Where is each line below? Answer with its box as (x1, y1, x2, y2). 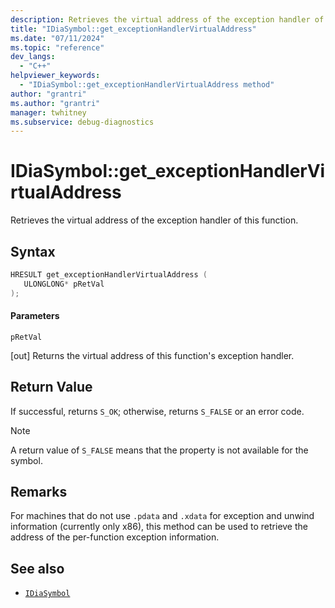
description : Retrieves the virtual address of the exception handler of (10, 14, 325, 25)
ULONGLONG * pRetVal (23, 279, 105, 289)
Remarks (10, 484, 68, 501)
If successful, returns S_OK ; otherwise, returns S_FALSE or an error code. (10, 405, 305, 417)
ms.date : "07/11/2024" (10, 33, 105, 43)
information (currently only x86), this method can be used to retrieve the (10, 521, 308, 533)
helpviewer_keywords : (10, 71, 101, 81)
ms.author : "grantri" (10, 98, 101, 108)
